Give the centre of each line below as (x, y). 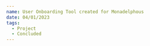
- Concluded (27, 34)
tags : (13, 23)
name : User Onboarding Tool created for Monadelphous (75, 12)
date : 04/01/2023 (28, 17)
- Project (24, 28)
